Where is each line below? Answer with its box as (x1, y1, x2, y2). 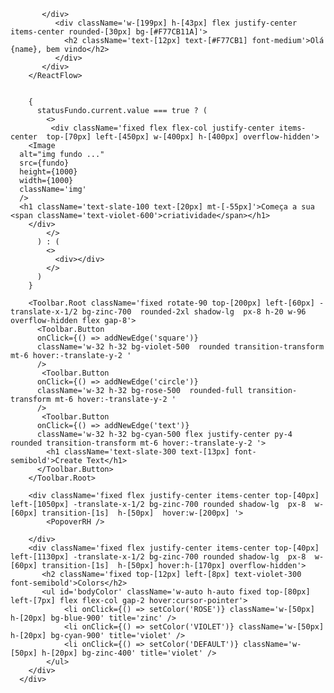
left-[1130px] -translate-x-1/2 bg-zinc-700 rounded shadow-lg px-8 (10, 552, 307, 562)
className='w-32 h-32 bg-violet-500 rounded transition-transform (36, 342, 325, 352)
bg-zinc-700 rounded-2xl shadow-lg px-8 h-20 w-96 (81, 307, 307, 317)
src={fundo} (19, 158, 70, 168)
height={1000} (19, 167, 78, 177)
